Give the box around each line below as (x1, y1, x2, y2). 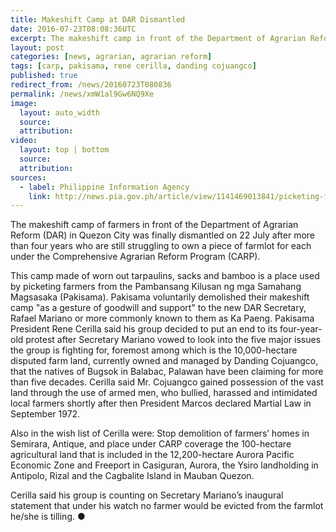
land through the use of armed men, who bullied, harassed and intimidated (10, 387, 318, 399)
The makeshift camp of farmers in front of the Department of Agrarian (10, 219, 299, 231)
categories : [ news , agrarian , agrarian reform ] (10, 52, 213, 62)
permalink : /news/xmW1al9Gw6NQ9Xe (10, 89, 155, 99)
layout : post (10, 42, 65, 53)
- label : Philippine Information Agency (19, 182, 190, 192)
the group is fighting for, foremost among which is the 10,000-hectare (10, 344, 298, 356)
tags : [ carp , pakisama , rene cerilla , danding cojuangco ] (10, 61, 257, 71)
